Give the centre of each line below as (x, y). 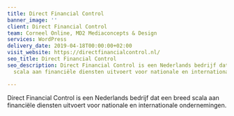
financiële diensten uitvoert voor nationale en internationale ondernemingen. (117, 105)
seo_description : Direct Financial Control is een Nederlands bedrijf (112, 65)
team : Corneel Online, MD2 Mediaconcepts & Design (82, 33)
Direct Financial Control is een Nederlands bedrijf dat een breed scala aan (113, 97)
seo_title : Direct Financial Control (62, 59)
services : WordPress (37, 40)
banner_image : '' (32, 20)
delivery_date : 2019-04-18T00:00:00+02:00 (70, 46)
